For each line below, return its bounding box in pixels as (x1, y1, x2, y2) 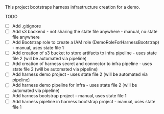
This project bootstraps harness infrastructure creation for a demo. (5, 4, 141, 10)
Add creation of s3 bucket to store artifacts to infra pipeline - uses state (12, 50, 157, 56)
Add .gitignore (12, 23, 41, 29)
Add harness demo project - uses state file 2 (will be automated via (12, 71, 148, 77)
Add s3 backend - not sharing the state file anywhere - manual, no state (12, 29, 158, 35)
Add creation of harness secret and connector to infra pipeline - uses (12, 61, 152, 67)
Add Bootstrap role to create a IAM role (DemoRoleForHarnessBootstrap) (12, 39, 160, 46)
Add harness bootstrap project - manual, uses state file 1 (12, 93, 127, 99)
